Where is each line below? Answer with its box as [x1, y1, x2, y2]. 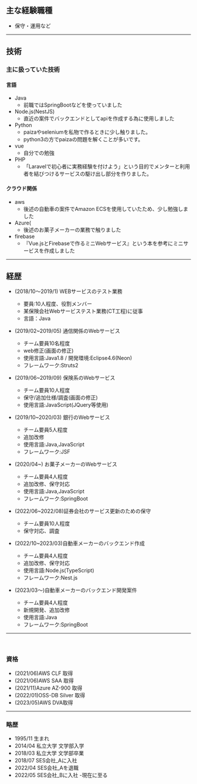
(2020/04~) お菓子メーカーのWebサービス [14, 461, 117, 468]
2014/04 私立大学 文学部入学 [14, 742, 84, 749]
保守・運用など [14, 22, 51, 29]
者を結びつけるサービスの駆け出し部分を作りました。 [23, 171, 152, 178]
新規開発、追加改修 [23, 606, 70, 613]
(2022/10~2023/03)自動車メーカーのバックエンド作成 [14, 540, 145, 547]
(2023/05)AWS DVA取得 [14, 699, 73, 706]
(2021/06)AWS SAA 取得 [14, 677, 74, 684]
